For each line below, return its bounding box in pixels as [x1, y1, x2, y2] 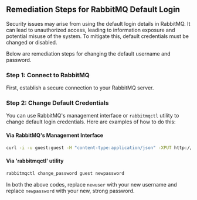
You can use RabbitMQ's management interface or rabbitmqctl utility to [6, 112, 179, 119]
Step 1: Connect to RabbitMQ [6, 71, 90, 79]
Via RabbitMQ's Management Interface [6, 132, 104, 139]
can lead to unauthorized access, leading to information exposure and [6, 26, 175, 33]
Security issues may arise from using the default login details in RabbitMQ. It [6, 20, 191, 27]
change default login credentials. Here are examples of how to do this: [6, 118, 176, 125]
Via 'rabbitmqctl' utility [6, 157, 64, 164]
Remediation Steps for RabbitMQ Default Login [6, 5, 181, 15]
